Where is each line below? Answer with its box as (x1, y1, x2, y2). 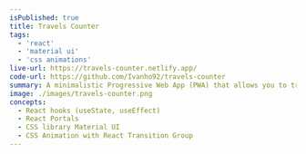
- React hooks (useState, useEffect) (17, 106, 161, 115)
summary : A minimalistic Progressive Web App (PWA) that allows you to (9, 81, 287, 90)
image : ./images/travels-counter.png (9, 89, 153, 98)
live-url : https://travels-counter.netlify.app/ (9, 64, 198, 73)
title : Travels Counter (9, 22, 100, 31)
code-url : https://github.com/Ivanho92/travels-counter (9, 72, 226, 82)
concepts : (9, 97, 47, 107)
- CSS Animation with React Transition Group (17, 131, 194, 140)
